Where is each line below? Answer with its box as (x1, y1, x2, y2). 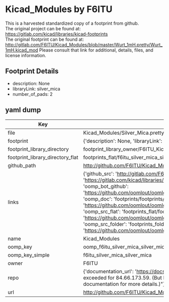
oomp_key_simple (8, 251, 50, 258)
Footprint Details (5, 67, 59, 76)
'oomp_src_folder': (82, 220, 127, 227)
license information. (5, 52, 46, 58)
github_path (8, 162, 36, 169)
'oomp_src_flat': (82, 208, 121, 215)
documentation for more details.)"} (82, 280, 165, 287)
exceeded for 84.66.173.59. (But (82, 274, 162, 281)
